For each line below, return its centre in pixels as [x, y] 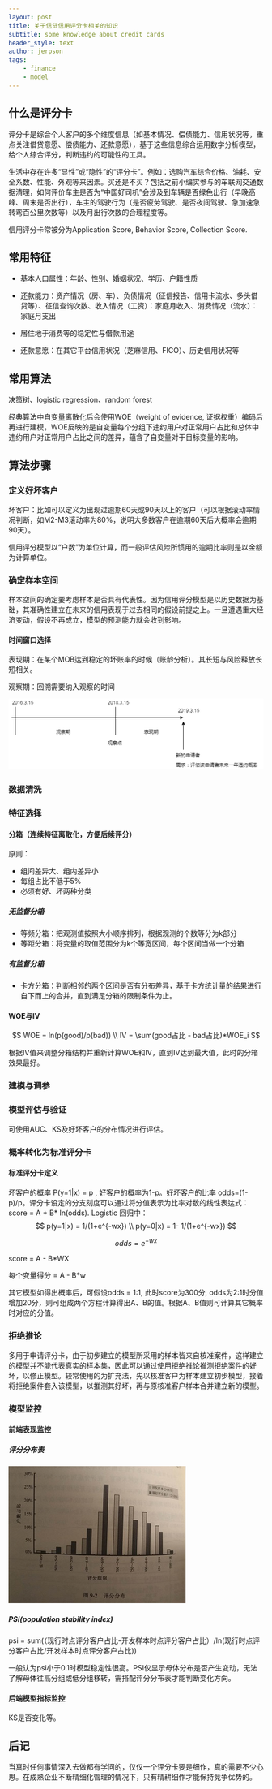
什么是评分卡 [40, 113]
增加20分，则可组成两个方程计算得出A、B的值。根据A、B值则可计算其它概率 [136, 1303]
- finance [40, 69]
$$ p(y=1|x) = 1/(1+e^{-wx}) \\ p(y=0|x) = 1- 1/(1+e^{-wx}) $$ [136, 1226]
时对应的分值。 [33, 1313]
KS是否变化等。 [34, 1718]
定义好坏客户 [34, 490]
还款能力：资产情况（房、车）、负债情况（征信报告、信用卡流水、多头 [135, 295]
